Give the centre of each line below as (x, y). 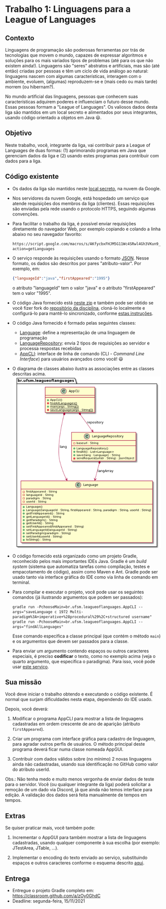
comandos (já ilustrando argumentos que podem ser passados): (78, 597)
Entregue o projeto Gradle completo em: (53, 890)
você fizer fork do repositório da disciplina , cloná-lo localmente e (79, 308)
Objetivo (19, 133)
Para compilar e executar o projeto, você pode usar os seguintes (78, 592)
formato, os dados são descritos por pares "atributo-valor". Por (77, 263)
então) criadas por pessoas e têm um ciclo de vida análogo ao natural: (77, 71)
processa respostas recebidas (50, 348)
